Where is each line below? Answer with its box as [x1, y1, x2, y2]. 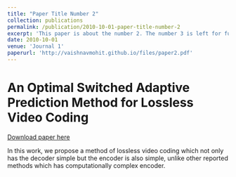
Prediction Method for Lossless [7, 95, 195, 111]
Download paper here [7, 133, 70, 141]
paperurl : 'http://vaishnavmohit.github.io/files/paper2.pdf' [7, 50, 193, 57]
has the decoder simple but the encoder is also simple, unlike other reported [7, 154, 228, 162]
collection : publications [7, 17, 83, 24]
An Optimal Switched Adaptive [7, 80, 190, 96]
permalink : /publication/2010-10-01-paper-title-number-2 [7, 23, 181, 30]
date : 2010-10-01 [7, 37, 58, 44]
